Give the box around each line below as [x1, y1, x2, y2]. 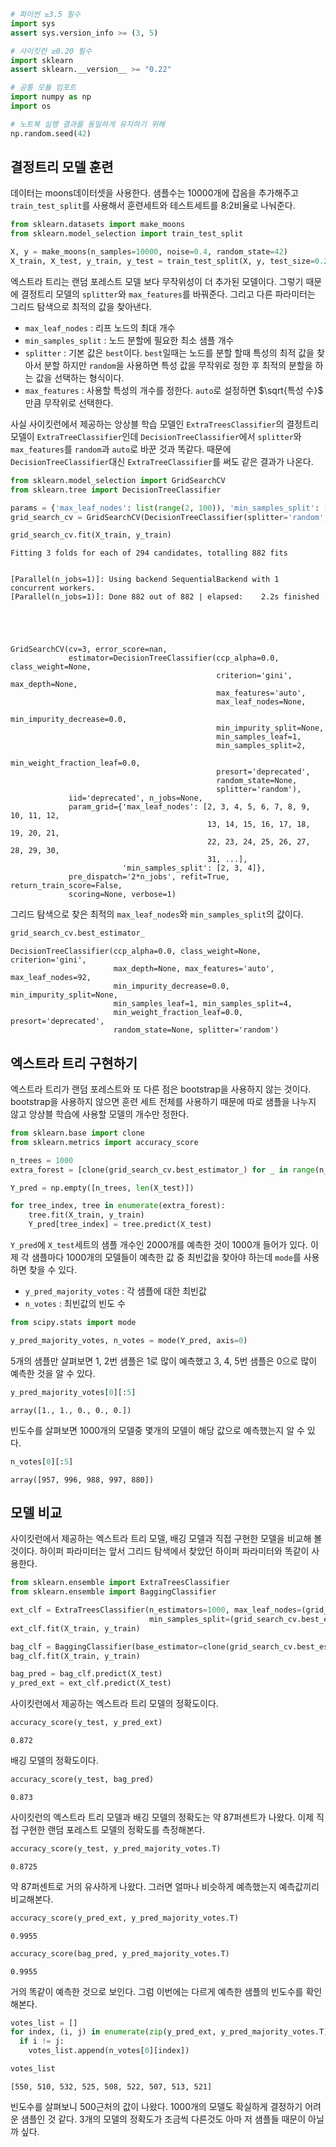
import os [10, 101, 52, 111]
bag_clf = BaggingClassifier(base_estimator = [10, 1641, 203, 1652]
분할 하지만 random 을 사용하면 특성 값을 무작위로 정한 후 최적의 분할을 [43, 359, 313, 371]
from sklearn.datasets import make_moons [10, 220, 186, 230]
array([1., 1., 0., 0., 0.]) [10, 1405, 132, 1415]
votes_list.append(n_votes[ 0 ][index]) [28, 2046, 190, 2056]
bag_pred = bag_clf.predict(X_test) [10, 1669, 163, 1679]
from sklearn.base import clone [10, 1128, 145, 1138]
